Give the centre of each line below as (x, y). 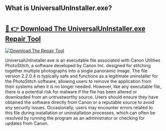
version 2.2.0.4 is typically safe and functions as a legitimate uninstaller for (82, 76)
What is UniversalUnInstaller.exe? (59, 8)
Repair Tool (23, 39)
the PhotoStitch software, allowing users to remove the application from (78, 81)
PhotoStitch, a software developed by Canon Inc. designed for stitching (78, 65)
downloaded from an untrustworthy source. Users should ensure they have (82, 97)
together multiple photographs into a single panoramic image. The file (76, 71)
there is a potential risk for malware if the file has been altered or (71, 92)
